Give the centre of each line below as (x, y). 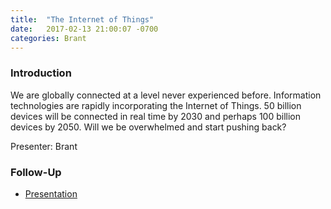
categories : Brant (48, 38)
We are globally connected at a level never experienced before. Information (166, 95)
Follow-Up (36, 172)
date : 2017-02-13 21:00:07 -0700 (84, 29)
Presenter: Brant (44, 146)
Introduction (41, 73)
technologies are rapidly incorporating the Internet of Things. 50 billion (156, 105)
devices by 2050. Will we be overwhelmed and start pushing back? (148, 127)
